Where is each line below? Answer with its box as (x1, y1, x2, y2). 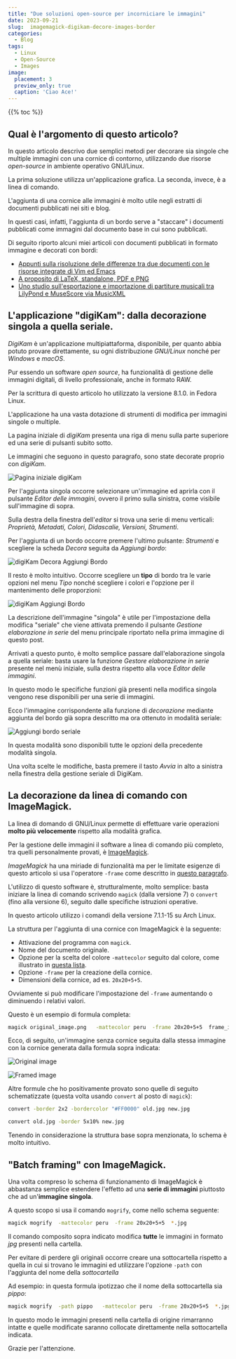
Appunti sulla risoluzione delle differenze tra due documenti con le (18, 259, 210, 267)
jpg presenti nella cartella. (8, 1240, 83, 1248)
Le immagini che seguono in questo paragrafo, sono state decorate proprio (8, 452, 225, 460)
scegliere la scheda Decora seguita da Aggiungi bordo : (8, 543, 167, 552)
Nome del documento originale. (18, 946, 109, 954)
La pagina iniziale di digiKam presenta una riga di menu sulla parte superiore (8, 431, 229, 439)
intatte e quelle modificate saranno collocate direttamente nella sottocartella (8, 1322, 228, 1331)
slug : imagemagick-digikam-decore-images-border (8, 23, 156, 30)
